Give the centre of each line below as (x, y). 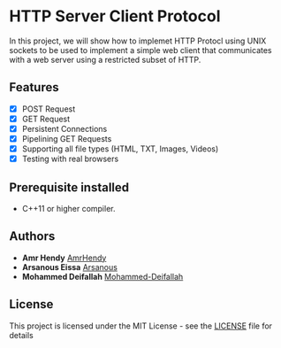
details (21, 335)
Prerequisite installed (69, 187)
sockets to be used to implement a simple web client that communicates (140, 50)
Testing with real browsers (70, 159)
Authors (32, 236)
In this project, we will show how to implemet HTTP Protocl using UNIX (138, 41)
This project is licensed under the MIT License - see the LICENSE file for (140, 326)
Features (34, 87)
